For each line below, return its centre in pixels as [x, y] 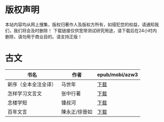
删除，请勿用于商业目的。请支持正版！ [43, 37]
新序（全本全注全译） [32, 84]
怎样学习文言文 [25, 93]
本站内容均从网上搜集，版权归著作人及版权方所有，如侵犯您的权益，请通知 [80, 24]
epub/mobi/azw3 [117, 75]
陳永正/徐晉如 [77, 112]
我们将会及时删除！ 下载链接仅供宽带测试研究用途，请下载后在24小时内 [85, 30]
